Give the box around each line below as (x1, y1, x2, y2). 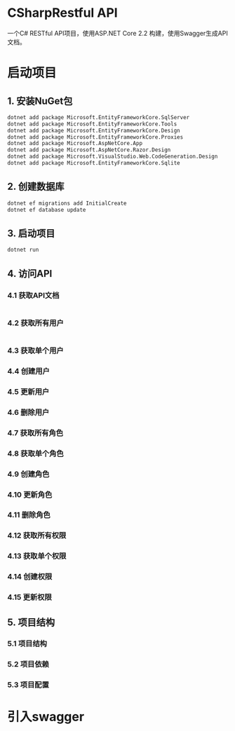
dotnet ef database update (7, 206, 86, 213)
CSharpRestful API (7, 5, 118, 21)
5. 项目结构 (7, 616, 55, 628)
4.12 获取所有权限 (7, 531, 67, 540)
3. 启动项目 (7, 227, 55, 239)
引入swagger (7, 709, 85, 725)
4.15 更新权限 (7, 592, 53, 602)
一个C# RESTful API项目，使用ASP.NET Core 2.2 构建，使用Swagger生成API (7, 29, 228, 37)
